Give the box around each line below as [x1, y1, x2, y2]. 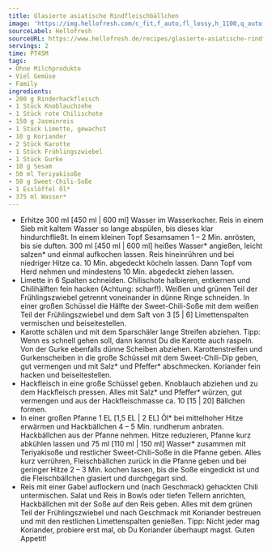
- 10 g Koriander [8, 132, 67, 140]
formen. [19, 404, 47, 414]
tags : [8, 58, 27, 66]
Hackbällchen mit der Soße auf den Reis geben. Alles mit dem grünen [19, 499, 253, 509]
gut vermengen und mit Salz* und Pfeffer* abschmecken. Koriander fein [19, 361, 261, 371]
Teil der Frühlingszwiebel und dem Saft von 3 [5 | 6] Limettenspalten [19, 310, 249, 319]
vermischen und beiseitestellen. [19, 318, 127, 328]
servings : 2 [8, 42, 49, 50]
